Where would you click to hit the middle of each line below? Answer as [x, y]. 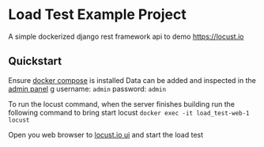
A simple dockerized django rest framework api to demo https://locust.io [126, 36]
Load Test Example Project [98, 15]
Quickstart [35, 61]
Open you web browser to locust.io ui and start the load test [106, 134]
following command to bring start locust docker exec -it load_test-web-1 [129, 112]
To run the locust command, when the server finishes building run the [122, 104]
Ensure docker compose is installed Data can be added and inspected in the [132, 80]
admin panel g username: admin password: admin [87, 89]
